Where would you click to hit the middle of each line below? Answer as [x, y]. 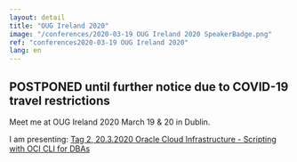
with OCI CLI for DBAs [50, 149]
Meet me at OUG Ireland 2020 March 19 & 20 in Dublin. [110, 122]
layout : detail [37, 17]
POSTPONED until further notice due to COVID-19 [149, 87]
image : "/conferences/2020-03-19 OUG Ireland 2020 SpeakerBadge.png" [141, 34]
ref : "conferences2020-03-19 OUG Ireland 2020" [99, 42]
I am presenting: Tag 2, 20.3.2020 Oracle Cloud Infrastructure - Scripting [143, 139]
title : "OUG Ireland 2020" [59, 26]
